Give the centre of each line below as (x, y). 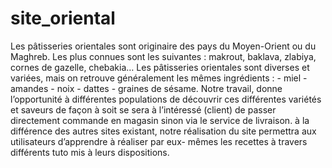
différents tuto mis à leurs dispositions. (90, 152)
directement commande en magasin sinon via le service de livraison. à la (160, 120)
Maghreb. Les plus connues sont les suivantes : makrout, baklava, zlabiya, (163, 56)
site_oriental (63, 18)
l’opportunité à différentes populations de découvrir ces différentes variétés (166, 99)
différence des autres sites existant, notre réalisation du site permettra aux (163, 131)
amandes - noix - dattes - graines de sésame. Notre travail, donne (146, 88)
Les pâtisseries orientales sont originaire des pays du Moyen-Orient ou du (163, 46)
